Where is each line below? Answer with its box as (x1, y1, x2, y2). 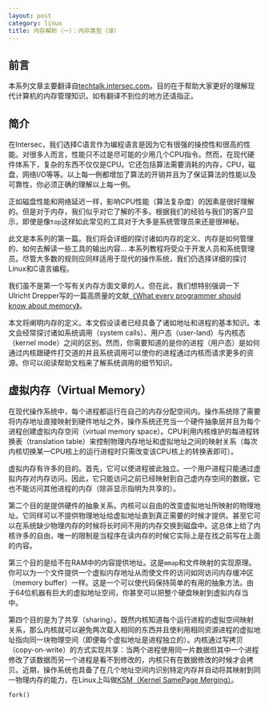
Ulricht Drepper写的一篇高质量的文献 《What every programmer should (8, 291, 242, 301)
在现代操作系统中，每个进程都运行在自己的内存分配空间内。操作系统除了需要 (8, 406, 261, 416)
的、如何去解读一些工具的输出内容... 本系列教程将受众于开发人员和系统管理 (8, 244, 255, 253)
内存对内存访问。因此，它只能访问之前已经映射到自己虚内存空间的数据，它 (14, 474, 261, 483)
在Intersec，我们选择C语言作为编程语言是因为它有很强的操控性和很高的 (8, 139, 244, 149)
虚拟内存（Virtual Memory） (8, 384, 152, 397)
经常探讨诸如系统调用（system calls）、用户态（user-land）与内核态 (22, 328, 246, 337)
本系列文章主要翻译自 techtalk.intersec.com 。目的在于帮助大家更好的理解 (8, 81, 248, 91)
